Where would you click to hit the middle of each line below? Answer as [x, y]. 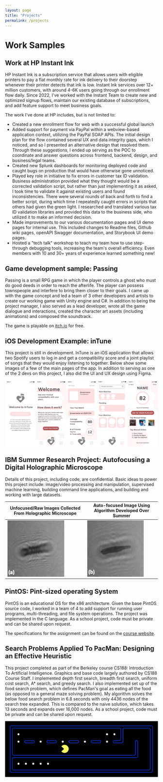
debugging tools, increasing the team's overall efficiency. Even [92, 248]
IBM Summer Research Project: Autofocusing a [78, 460]
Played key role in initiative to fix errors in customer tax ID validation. [80, 176]
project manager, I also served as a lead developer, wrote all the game [75, 306]
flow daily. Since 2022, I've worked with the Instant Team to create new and [81, 95]
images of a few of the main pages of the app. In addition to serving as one [80, 368]
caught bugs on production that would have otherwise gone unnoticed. [83, 171]
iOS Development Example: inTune [58, 341]
